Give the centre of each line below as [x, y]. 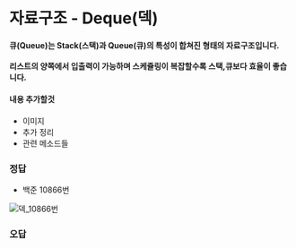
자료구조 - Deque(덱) [84, 18]
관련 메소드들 [45, 143]
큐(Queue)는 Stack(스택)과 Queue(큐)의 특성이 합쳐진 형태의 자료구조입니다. [144, 45]
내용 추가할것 [32, 99]
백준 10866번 [46, 190]
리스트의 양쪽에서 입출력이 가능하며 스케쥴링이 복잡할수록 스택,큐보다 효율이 [140, 66]
